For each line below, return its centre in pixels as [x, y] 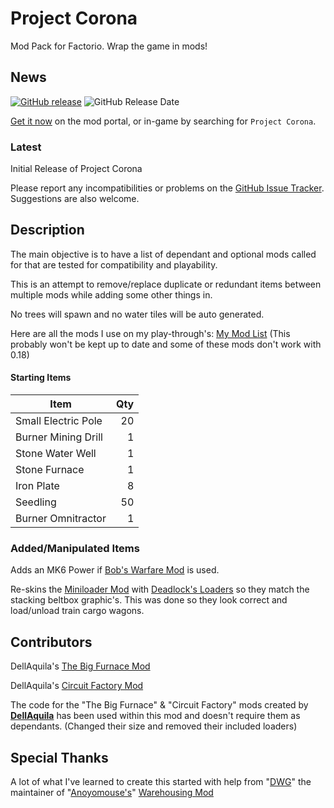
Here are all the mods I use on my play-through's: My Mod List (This [150, 333]
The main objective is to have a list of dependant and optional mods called [163, 254]
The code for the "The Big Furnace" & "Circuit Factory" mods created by [159, 705]
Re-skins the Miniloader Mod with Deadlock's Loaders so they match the [160, 589]
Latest [26, 147]
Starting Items [41, 378]
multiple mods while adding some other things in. [111, 294]
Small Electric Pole [59, 421]
